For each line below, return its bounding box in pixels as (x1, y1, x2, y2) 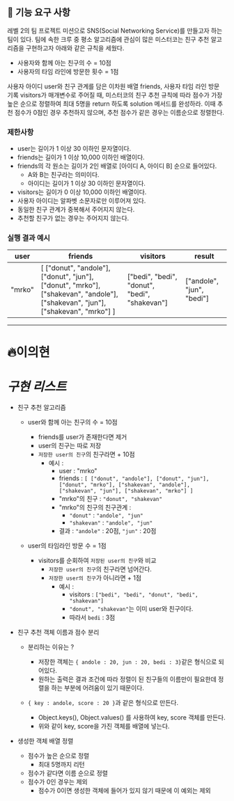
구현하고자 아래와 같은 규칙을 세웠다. (25, 44, 125, 52)
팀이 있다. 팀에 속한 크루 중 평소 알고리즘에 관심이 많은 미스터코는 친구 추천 (7, 35, 210, 43)
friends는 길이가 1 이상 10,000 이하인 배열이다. (17, 153, 145, 161)
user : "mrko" (58, 466, 97, 475)
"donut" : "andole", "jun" (69, 511, 144, 519)
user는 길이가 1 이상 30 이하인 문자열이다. (17, 145, 132, 153)
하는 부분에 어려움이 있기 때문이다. (51, 683, 145, 692)
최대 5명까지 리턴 (38, 760, 85, 768)
